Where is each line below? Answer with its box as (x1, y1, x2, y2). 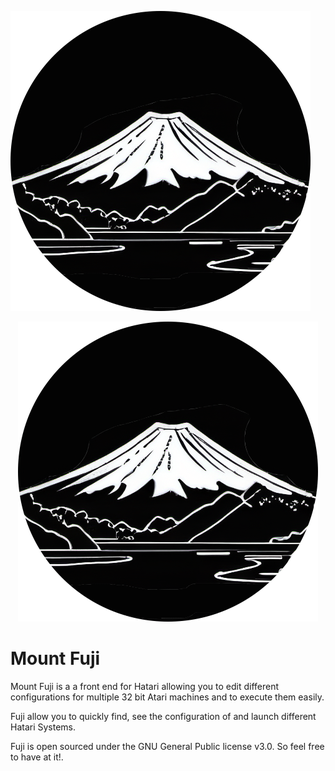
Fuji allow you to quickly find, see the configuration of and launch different (10, 710, 317, 722)
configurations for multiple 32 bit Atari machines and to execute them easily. (10, 691, 325, 703)
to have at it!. (10, 751, 64, 763)
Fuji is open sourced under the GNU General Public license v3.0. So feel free (10, 740, 325, 752)
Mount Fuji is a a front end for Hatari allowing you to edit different (10, 680, 280, 692)
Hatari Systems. (10, 721, 77, 733)
